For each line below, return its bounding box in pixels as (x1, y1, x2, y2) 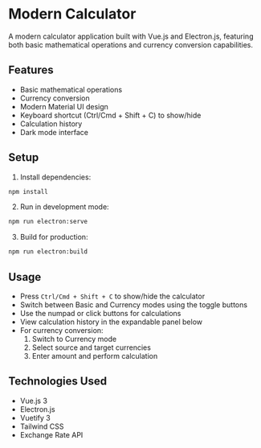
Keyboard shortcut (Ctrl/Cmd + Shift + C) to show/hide (19, 110, 202, 120)
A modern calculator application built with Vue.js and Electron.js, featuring (8, 31, 254, 41)
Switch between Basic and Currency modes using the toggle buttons (19, 300, 247, 310)
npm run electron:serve (8, 218, 88, 226)
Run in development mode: (19, 202, 110, 212)
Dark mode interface (19, 127, 88, 137)
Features (8, 64, 54, 77)
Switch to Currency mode (31, 335, 117, 343)
